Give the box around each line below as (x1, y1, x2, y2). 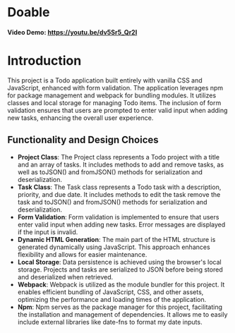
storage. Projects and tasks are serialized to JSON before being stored (17, 265, 224, 274)
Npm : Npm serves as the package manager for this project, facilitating (17, 303, 223, 311)
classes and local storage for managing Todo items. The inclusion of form (7, 98, 222, 107)
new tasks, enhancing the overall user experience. (7, 114, 154, 122)
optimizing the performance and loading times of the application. (17, 295, 207, 303)
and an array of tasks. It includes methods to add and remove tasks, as (17, 160, 224, 169)
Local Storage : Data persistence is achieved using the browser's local (17, 258, 222, 266)
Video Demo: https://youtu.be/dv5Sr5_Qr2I (7, 28, 138, 36)
